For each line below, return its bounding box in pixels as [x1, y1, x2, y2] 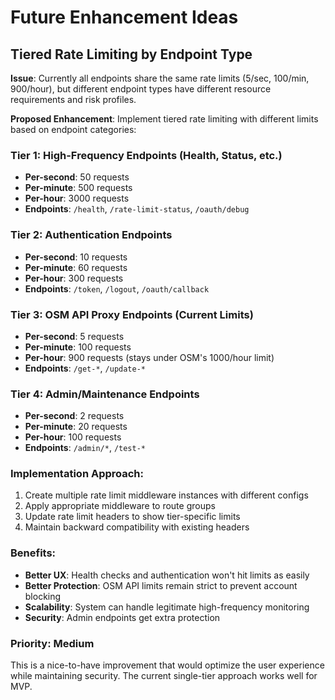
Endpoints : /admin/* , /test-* [24, 442, 147, 454]
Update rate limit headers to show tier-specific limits [24, 511, 241, 523]
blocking [24, 590, 62, 602]
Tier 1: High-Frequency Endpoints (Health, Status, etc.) [10, 148, 283, 162]
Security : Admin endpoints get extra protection [24, 611, 221, 623]
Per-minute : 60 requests [24, 261, 128, 273]
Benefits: [10, 546, 57, 560]
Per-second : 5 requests [24, 330, 125, 342]
